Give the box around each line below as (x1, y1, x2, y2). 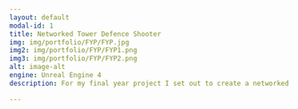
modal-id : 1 (9, 21, 54, 30)
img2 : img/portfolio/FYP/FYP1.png (9, 46, 138, 55)
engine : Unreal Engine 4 (9, 71, 102, 80)
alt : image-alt (9, 63, 66, 72)
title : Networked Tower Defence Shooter (9, 29, 162, 38)
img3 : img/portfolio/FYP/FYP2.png (9, 54, 138, 63)
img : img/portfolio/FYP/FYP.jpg (9, 37, 129, 47)
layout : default (9, 12, 70, 22)
